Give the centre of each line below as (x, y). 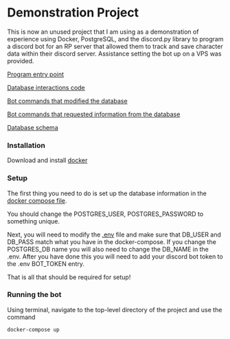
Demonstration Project (73, 13)
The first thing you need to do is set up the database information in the (107, 193)
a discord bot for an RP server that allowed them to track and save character (115, 46)
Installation (26, 145)
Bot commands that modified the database (68, 100)
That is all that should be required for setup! (69, 277)
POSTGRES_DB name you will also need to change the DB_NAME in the (108, 249)
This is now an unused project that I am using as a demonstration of (103, 32)
